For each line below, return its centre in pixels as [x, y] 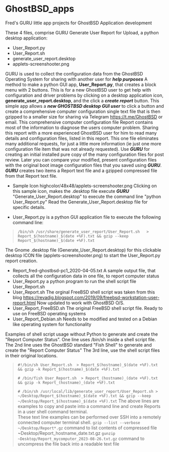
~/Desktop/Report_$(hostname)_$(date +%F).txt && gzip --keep [84, 396]
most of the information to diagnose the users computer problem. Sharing [82, 128]
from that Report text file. [31, 176]
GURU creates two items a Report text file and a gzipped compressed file [81, 171]
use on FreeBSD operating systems [49, 313]
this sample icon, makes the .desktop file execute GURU [71, 191]
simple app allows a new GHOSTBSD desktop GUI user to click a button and [84, 106]
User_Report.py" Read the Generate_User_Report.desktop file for [80, 202]
